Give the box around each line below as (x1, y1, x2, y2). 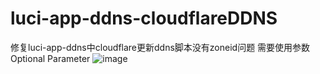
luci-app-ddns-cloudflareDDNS (10, 7, 278, 30)
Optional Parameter (10, 52, 91, 64)
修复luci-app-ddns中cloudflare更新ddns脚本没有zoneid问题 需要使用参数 (10, 41, 311, 53)
